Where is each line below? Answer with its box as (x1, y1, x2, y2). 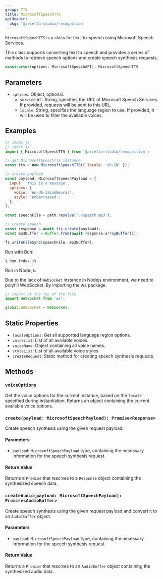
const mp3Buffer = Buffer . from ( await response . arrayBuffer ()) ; (5, 231, 139, 236)
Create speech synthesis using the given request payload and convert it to (5, 508, 158, 514)
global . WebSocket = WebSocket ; (5, 305, 70, 310)
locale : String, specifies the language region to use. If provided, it (19, 107, 155, 113)
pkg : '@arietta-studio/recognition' (9, 21, 85, 26)
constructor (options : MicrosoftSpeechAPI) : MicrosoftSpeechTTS (5, 64, 139, 69)
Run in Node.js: (5, 267, 36, 273)
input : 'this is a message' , (9, 180, 70, 186)
